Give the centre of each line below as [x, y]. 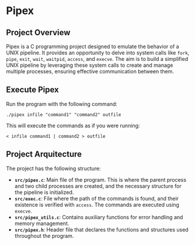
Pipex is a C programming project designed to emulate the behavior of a [93, 46]
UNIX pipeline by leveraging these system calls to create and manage [90, 65]
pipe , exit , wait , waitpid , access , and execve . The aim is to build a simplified [97, 59]
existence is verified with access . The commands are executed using [97, 205]
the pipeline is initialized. [44, 192]
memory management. [42, 223]
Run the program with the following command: [62, 104]
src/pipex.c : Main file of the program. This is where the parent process [100, 179]
